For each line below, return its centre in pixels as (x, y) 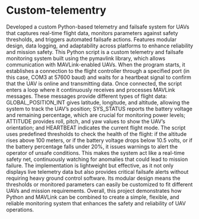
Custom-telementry (56, 10)
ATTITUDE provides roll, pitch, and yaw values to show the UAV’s (86, 121)
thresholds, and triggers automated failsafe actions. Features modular (91, 39)
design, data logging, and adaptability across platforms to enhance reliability (100, 46)
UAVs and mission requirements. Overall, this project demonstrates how (94, 191)
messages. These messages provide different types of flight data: (87, 96)
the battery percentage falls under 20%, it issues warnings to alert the (92, 147)
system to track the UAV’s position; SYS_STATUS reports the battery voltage (99, 109)
